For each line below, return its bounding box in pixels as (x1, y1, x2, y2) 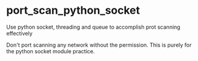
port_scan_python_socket (6, 4, 140, 17)
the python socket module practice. (6, 47, 95, 54)
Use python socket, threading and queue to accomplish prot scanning (6, 23, 180, 30)
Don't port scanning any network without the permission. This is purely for (6, 41, 192, 48)
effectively (6, 29, 33, 36)
